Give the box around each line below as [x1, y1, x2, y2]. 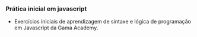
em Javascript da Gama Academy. [14, 24, 99, 31]
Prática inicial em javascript [5, 5, 87, 13]
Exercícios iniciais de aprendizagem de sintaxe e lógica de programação [14, 18, 191, 25]
